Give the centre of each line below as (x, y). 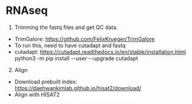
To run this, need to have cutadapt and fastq (70, 45)
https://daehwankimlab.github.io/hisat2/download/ (78, 88)
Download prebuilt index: (46, 82)
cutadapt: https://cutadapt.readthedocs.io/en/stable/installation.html (100, 51)
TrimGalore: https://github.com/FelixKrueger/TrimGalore (84, 39)
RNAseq (27, 11)
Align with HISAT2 (37, 94)
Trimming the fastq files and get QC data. (66, 27)
